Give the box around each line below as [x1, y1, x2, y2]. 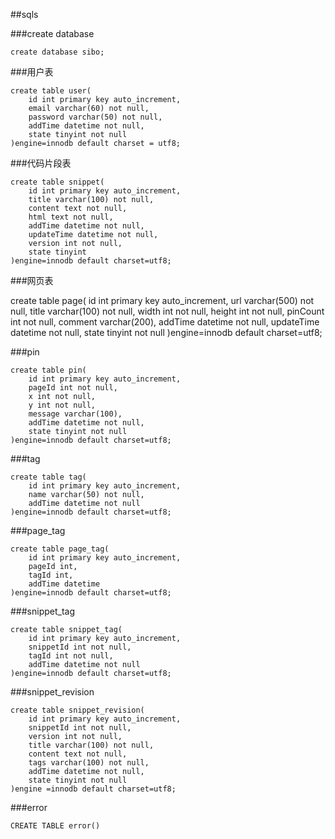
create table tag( [10, 472, 87, 482]
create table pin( [10, 365, 87, 375]
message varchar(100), [28, 409, 123, 419]
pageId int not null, [28, 383, 118, 393]
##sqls [10, 9, 39, 20]
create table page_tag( [10, 544, 110, 554]
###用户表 [10, 66, 54, 78]
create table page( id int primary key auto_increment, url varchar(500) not [10, 295, 315, 306]
